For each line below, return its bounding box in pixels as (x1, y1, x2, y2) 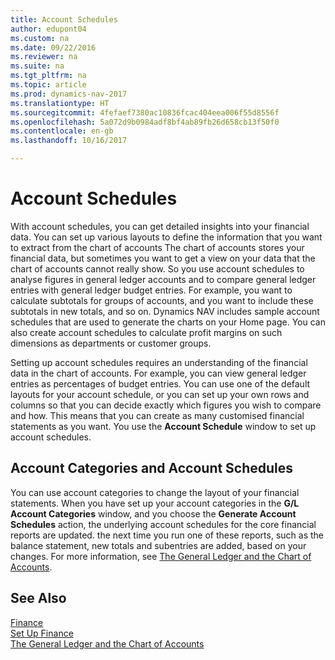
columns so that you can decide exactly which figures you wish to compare (10, 399, 322, 411)
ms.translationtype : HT (10, 98, 110, 108)
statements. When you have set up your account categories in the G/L (10, 497, 300, 509)
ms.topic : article (10, 80, 87, 90)
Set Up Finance (10, 627, 74, 639)
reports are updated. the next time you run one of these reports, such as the (10, 529, 325, 541)
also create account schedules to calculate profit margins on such (10, 326, 283, 338)
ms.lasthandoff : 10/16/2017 (10, 136, 128, 146)
